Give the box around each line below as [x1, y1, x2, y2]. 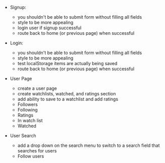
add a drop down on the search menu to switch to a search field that [17, 142, 160, 148]
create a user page [17, 85, 57, 91]
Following [17, 107, 38, 113]
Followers [17, 101, 38, 107]
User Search [10, 133, 36, 138]
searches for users [17, 148, 57, 153]
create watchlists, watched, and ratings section [17, 91, 116, 96]
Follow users [17, 153, 44, 159]
